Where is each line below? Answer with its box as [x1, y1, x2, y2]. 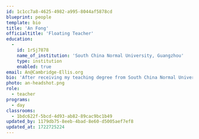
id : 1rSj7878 [17, 47, 49, 53]
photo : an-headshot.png [6, 80, 65, 86]
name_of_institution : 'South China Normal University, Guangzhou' [17, 53, 184, 59]
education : [6, 36, 33, 42]
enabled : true [17, 63, 52, 70]
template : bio [6, 20, 41, 25]
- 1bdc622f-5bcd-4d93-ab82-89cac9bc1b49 [11, 113, 113, 119]
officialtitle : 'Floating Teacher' [6, 31, 94, 37]
